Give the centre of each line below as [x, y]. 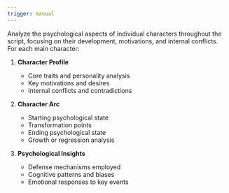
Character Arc [39, 104]
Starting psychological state [68, 117]
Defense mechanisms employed [74, 167]
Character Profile [43, 62]
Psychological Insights [51, 153]
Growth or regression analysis [71, 140]
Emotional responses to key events [78, 182]
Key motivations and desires [69, 83]
